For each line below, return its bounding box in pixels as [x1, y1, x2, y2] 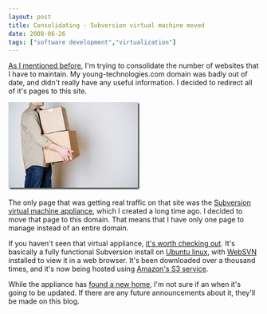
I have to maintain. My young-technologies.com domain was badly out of [8, 69, 249, 79]
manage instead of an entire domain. [8, 223, 129, 233]
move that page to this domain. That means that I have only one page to [8, 215, 245, 225]
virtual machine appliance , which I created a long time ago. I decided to [8, 206, 243, 216]
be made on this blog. [8, 296, 80, 306]
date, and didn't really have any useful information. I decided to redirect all [8, 78, 253, 88]
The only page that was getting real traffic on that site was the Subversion [8, 198, 251, 207]
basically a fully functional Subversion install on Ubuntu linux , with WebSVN [8, 247, 257, 257]
